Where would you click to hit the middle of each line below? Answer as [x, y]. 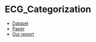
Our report [23, 34]
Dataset [20, 23]
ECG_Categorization [48, 9]
